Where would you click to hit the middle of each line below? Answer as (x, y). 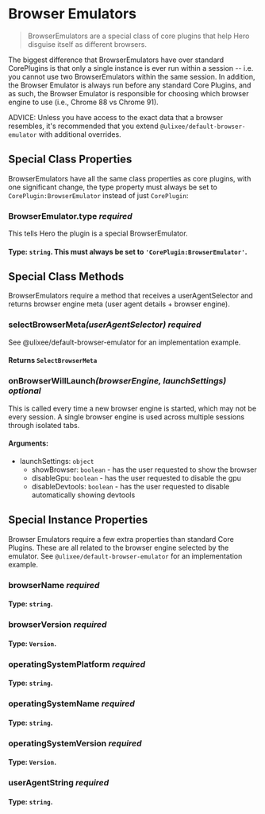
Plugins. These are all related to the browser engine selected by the (119, 547)
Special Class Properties (70, 160)
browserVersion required (58, 625)
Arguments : (29, 443)
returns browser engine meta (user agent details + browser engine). (119, 304)
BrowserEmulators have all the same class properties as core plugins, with (130, 178)
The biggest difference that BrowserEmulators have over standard (116, 60)
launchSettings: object (57, 461)
